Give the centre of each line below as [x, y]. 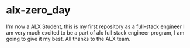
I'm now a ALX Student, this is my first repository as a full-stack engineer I [96, 26]
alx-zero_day [39, 10]
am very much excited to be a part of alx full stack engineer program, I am [95, 32]
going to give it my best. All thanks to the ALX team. [68, 39]
